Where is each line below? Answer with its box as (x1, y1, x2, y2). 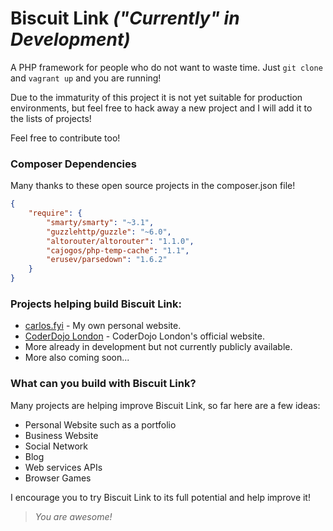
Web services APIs (24, 461, 103, 473)
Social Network (24, 440, 89, 452)
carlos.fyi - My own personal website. (24, 320, 182, 332)
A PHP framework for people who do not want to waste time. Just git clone (10, 61, 323, 73)
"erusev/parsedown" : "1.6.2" (46, 255, 168, 265)
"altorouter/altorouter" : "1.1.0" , (46, 236, 195, 246)
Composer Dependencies (10, 157, 137, 171)
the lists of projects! (10, 112, 92, 124)
